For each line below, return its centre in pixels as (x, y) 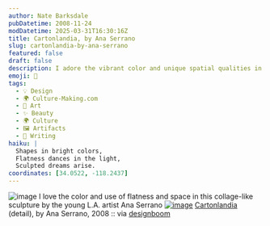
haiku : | (23, 143)
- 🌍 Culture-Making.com (57, 98)
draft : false (30, 61)
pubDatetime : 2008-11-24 (50, 23)
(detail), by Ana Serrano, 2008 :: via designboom (90, 213)
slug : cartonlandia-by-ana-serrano (68, 46)
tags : (17, 83)
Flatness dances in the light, (68, 158)
